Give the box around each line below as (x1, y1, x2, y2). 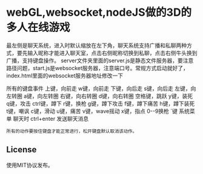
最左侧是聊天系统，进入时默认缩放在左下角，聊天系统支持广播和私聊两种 (6, 42, 187, 49)
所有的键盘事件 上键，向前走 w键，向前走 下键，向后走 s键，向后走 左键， (6, 85, 191, 92)
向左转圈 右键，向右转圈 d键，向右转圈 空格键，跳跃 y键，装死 (37, 92, 193, 100)
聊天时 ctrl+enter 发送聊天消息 (13, 115, 89, 122)
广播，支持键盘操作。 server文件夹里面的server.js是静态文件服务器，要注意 (6, 57, 194, 64)
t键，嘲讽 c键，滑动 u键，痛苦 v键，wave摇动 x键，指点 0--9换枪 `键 (6, 107, 178, 115)
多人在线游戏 (6, 21, 71, 34)
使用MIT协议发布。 (6, 161, 53, 169)
